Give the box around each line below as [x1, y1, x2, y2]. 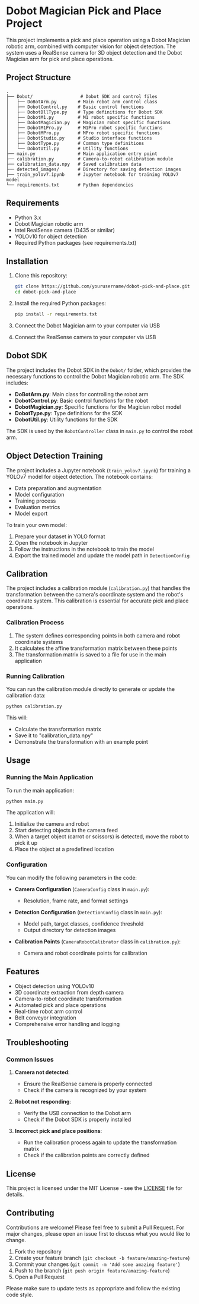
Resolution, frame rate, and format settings [23, 897, 129, 904]
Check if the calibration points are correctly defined [23, 1151, 150, 1159]
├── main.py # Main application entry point [6, 150, 158, 157]
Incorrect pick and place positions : [14, 1128, 102, 1135]
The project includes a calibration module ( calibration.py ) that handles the [6, 585, 191, 592]
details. [6, 1191, 24, 1198]
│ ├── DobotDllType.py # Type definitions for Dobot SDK [6, 109, 163, 115]
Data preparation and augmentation [14, 484, 102, 491]
